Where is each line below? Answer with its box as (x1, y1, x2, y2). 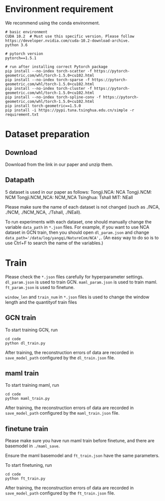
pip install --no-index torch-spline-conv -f (5, 94, 101, 100)
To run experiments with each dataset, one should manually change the (5, 218, 152, 224)
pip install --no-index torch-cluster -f (5, 86, 92, 91)
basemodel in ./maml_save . (5, 443, 60, 449)
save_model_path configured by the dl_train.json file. (5, 355, 115, 360)
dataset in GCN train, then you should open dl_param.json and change (5, 229, 149, 235)
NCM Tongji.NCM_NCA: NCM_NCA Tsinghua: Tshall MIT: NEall (5, 194, 133, 200)
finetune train (5, 425, 49, 433)
